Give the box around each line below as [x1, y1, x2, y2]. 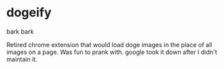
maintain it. [6, 55, 38, 63]
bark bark [6, 27, 34, 36]
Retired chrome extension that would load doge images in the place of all [6, 40, 212, 49]
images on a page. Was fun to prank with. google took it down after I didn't [6, 48, 217, 56]
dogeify [6, 5, 52, 20]
